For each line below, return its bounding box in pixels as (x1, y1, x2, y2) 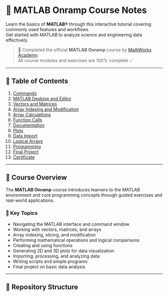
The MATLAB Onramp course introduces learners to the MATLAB (5, 186, 140, 192)
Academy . (17, 52, 39, 58)
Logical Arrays (12, 138, 43, 144)
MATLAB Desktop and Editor (12, 95, 72, 102)
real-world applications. (5, 197, 54, 203)
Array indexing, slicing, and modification (12, 231, 96, 237)
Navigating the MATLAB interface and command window (12, 221, 130, 227)
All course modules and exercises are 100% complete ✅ (17, 57, 134, 63)
